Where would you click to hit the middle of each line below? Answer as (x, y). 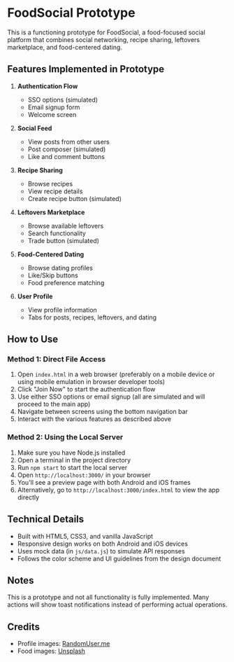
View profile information (63, 310)
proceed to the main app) (54, 404)
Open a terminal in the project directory (74, 460)
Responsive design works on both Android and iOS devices (103, 544)
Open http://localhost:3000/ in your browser (84, 475)
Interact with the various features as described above (94, 419)
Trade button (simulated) (64, 240)
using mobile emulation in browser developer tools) (91, 382)
